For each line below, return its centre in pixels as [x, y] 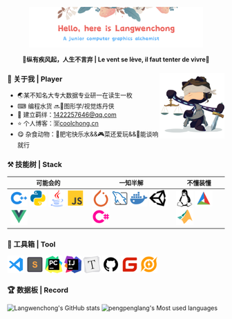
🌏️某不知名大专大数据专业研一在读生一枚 [75, 95]
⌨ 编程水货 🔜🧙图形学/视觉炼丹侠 [66, 106]
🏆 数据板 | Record [38, 290]
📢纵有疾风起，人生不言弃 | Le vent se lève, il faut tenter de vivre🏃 [116, 59]
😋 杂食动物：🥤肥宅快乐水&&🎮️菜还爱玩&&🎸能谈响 [88, 134]
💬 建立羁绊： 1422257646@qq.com [67, 115]
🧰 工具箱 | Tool [31, 244]
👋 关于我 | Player [35, 79]
